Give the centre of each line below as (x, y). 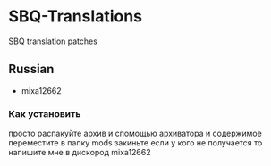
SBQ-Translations (76, 17)
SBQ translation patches (53, 41)
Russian (31, 69)
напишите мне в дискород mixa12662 (80, 153)
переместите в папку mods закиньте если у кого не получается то (135, 143)
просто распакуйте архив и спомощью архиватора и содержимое (135, 133)
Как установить (45, 113)
